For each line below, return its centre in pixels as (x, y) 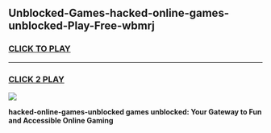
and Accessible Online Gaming (61, 120)
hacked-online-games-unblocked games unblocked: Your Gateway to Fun (135, 111)
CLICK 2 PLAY (36, 79)
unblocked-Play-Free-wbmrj (81, 26)
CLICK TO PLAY (40, 49)
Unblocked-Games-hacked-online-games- (119, 13)
